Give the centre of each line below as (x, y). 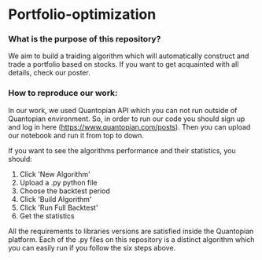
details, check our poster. (49, 73)
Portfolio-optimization (82, 15)
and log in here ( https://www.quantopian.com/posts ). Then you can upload (129, 126)
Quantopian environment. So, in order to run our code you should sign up (127, 119)
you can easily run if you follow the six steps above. (92, 247)
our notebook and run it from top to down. (76, 135)
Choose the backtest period (65, 191)
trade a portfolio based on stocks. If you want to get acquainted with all (124, 64)
